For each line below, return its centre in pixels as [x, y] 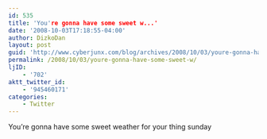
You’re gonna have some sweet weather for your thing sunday [110, 127]
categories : [28, 97]
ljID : [17, 68]
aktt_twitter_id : [37, 82]
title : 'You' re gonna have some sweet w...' [83, 23]
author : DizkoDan [37, 38]
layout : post [30, 45]
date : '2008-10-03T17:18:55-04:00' [67, 30]
